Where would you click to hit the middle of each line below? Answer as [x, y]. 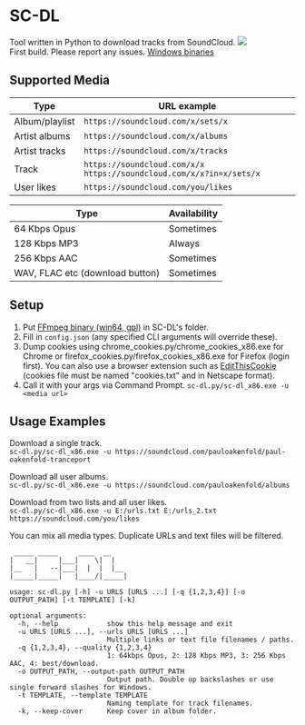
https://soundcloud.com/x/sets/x [156, 121]
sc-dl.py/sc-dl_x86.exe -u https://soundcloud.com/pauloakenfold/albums [150, 486]
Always [184, 243]
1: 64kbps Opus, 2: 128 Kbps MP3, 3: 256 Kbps [196, 656]
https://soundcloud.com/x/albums [156, 136]
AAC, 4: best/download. [54, 664]
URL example [187, 105]
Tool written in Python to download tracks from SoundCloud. [123, 42]
